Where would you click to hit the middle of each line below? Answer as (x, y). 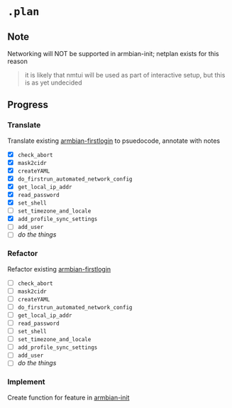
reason (18, 61)
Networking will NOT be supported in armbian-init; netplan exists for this (113, 54)
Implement (26, 382)
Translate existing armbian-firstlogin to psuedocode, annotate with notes (114, 141)
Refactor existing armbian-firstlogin (59, 269)
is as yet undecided (53, 82)
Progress (28, 105)
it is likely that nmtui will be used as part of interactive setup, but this (125, 75)
